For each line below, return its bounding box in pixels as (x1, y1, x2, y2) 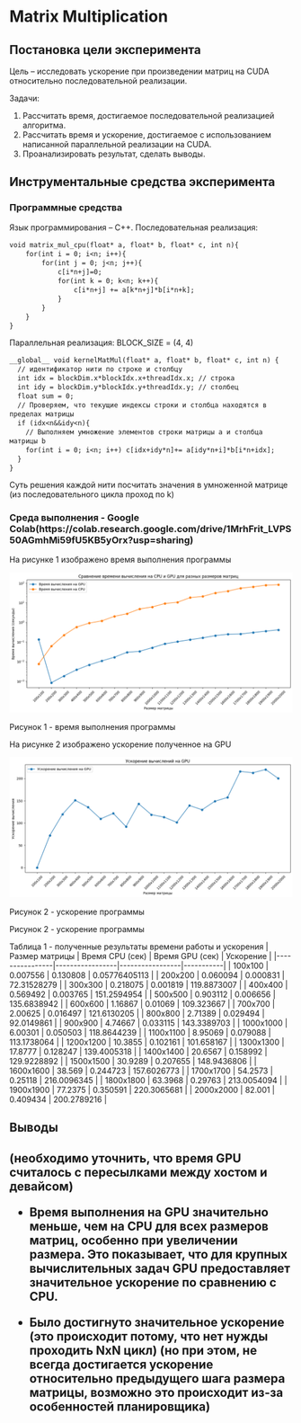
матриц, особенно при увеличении (29, 1232, 238, 1248)
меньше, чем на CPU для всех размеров (29, 1218, 270, 1233)
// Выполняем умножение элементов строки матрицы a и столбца (25, 427, 263, 437)
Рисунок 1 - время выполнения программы (9, 722, 176, 733)
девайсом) (9, 1178, 74, 1194)
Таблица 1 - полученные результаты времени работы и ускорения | (9, 941, 270, 952)
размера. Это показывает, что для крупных (29, 1247, 288, 1262)
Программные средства (9, 201, 123, 214)
